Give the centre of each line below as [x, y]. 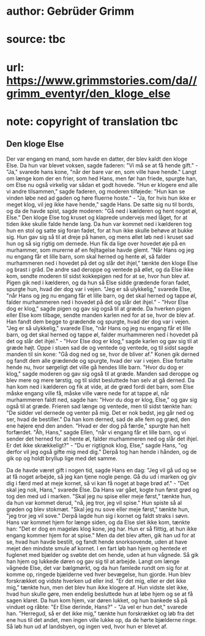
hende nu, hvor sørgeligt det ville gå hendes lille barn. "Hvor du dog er [95, 367]
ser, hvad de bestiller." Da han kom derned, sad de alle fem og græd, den [99, 419]
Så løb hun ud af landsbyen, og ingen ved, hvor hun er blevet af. [87, 626]
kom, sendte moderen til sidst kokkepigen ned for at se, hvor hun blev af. [98, 276]
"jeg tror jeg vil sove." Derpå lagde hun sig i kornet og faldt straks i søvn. [98, 515]
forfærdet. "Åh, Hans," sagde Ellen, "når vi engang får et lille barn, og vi [96, 432]
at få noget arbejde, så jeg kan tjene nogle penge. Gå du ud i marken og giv [102, 477]
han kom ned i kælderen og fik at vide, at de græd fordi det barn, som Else [100, 387]
